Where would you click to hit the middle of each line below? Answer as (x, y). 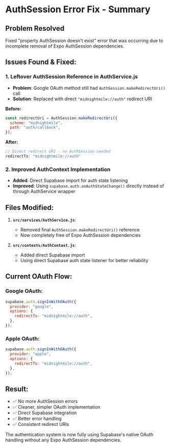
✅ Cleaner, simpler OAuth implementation (56, 407)
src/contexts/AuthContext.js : (44, 245)
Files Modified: (30, 208)
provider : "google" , (32, 306)
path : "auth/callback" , (35, 127)
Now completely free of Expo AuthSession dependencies (80, 235)
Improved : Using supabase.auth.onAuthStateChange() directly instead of (88, 186)
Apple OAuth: (22, 338)
